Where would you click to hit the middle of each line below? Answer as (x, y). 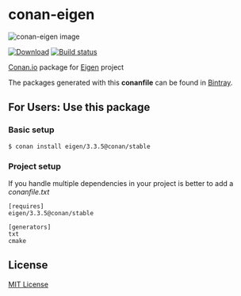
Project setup (34, 166)
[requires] (26, 206)
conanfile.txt (29, 192)
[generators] (30, 227)
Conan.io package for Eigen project (66, 67)
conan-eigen (52, 15)
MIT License (29, 284)
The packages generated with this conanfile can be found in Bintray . (120, 82)
